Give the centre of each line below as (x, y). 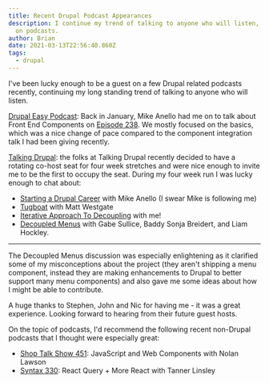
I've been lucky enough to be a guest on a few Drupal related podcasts (125, 83)
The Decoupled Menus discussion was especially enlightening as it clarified (133, 255)
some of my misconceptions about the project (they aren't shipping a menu (132, 264)
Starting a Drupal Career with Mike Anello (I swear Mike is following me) (139, 198)
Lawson (33, 361)
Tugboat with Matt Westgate (66, 206)
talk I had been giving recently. (59, 141)
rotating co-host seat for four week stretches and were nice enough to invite (134, 165)
